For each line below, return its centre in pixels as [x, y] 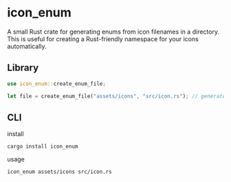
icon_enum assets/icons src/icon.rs [59, 172]
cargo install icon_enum [43, 147]
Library [23, 68]
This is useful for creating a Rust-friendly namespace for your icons [103, 38]
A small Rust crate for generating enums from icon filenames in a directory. [113, 32]
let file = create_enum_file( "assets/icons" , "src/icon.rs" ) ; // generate [117, 96]
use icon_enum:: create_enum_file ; [57, 84]
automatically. [27, 46]
